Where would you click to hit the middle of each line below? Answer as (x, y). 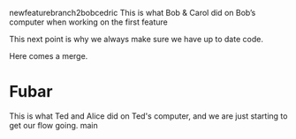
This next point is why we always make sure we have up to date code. (136, 39)
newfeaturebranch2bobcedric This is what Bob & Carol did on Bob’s (133, 13)
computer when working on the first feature (88, 22)
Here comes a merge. (49, 56)
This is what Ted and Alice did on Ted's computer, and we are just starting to (148, 116)
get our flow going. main (54, 125)
